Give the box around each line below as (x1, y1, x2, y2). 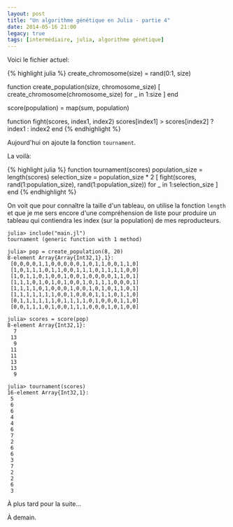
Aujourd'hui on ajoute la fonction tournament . (7, 138, 136, 147)
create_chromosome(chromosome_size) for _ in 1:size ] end (7, 90, 178, 99)
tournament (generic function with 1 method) (7, 236, 142, 243)
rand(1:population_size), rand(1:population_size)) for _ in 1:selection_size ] (7, 180, 218, 189)
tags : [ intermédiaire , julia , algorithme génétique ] (7, 36, 164, 43)
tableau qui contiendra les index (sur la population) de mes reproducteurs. (7, 217, 222, 225)
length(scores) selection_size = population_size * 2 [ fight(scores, (7, 173, 197, 182)
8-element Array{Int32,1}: (7, 322, 86, 329)
